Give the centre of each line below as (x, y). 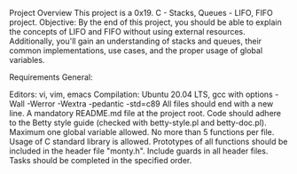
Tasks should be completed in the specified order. (101, 160)
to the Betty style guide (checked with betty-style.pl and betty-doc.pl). (138, 123)
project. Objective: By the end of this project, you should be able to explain (145, 22)
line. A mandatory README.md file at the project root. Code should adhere (145, 113)
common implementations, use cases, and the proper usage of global (136, 51)
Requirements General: (51, 77)
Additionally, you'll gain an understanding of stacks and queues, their (136, 41)
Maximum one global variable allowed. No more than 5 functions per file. (142, 132)
